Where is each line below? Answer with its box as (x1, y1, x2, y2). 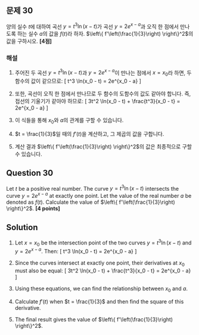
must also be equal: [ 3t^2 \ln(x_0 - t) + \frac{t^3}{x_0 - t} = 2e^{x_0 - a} (14, 267, 191, 274)
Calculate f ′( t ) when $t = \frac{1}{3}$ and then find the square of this (14, 297, 184, 305)
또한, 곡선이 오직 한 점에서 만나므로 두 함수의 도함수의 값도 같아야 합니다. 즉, (14, 90, 191, 97)
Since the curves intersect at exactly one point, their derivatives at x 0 (14, 259, 185, 268)
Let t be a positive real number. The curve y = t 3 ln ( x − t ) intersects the (6, 184, 179, 192)
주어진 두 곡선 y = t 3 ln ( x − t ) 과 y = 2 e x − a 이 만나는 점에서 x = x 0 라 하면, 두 (14, 68, 192, 77)
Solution (6, 222, 38, 232)
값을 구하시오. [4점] (6, 38, 52, 45)
